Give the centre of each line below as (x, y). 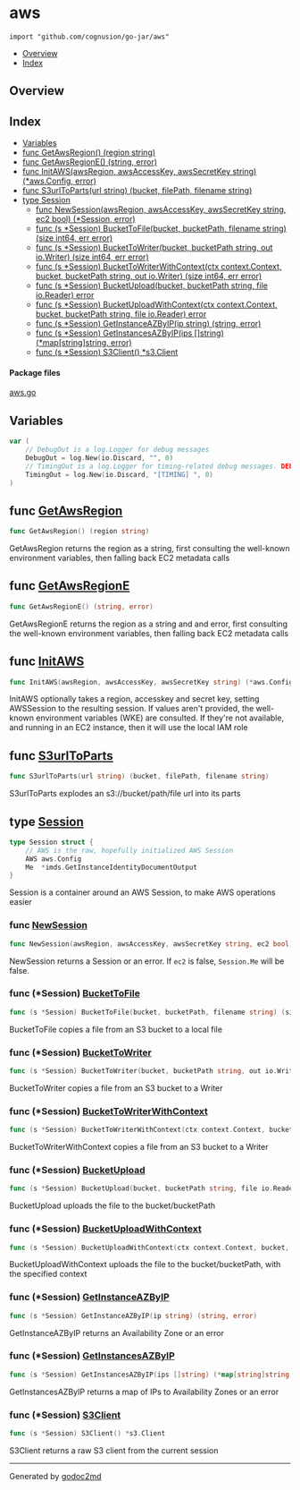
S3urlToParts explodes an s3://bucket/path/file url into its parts (125, 794)
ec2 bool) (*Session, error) (85, 219)
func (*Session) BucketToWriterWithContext (108, 1111)
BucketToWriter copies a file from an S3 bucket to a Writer (116, 1088)
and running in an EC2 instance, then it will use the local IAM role (129, 728)
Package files (35, 372)
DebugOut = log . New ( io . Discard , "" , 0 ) (100, 458)
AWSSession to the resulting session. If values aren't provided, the (132, 709)
